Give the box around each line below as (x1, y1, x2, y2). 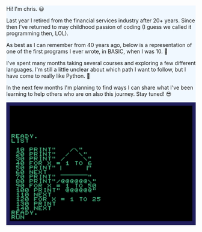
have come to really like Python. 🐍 (6, 72, 90, 80)
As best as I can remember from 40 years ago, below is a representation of (6, 42, 192, 48)
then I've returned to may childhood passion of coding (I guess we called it (6, 24, 192, 30)
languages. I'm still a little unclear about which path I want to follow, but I (6, 66, 186, 73)
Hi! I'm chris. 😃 (6, 5, 44, 12)
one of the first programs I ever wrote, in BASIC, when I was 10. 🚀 (6, 48, 168, 55)
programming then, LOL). (6, 30, 69, 37)
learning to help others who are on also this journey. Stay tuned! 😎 (6, 90, 172, 98)
